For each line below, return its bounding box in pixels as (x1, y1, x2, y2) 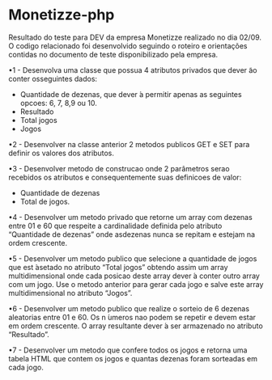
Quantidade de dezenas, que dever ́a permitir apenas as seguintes (19, 89, 242, 99)
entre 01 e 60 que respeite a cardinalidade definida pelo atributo (8, 221, 223, 230)
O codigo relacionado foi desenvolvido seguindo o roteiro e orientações (8, 40, 248, 50)
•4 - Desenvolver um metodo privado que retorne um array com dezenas (8, 212, 253, 222)
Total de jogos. (19, 196, 70, 206)
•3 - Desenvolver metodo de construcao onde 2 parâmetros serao (8, 163, 230, 173)
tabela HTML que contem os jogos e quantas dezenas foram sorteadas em (8, 353, 257, 363)
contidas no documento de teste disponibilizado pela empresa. (8, 49, 219, 59)
